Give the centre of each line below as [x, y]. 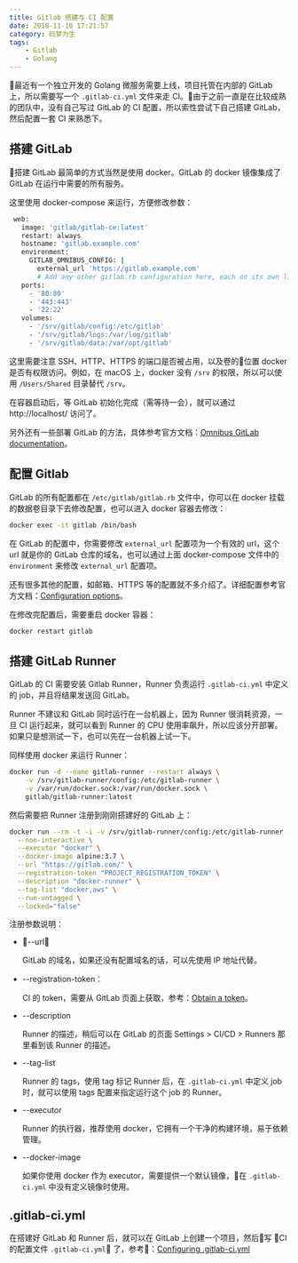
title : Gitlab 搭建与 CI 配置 [62, 17]
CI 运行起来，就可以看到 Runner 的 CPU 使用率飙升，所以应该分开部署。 [151, 725]
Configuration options [80, 596]
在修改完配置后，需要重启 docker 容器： [82, 614]
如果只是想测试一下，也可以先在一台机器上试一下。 [102, 736]
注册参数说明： [36, 924]
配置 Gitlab [39, 474]
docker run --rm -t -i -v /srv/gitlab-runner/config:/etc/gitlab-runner [146, 832]
